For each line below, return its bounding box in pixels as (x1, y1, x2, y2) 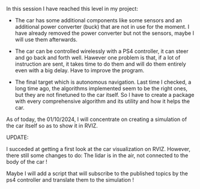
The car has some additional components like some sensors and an (14, 17, 182, 23)
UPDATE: (6, 134, 29, 141)
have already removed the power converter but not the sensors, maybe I (14, 29, 194, 37)
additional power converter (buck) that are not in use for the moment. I (14, 23, 190, 30)
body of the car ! (6, 158, 48, 165)
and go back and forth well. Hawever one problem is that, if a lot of (14, 54, 181, 61)
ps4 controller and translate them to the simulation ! (6, 176, 134, 183)
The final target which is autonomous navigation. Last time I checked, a (14, 78, 192, 85)
